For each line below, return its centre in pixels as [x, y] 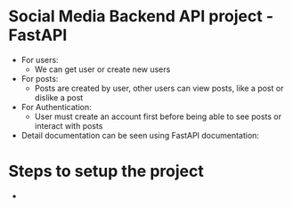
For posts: [40, 78]
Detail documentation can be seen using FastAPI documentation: [140, 135]
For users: [40, 60]
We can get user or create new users [102, 69]
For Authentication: [56, 107]
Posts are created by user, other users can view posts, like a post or [159, 88]
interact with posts [69, 125]
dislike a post [59, 97]
